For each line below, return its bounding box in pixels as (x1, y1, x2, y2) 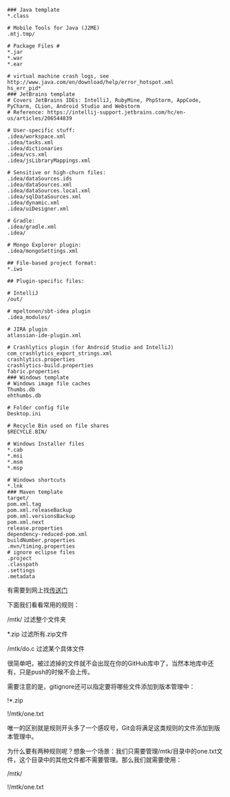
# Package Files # (7, 43, 60, 50)
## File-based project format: (7, 260, 97, 267)
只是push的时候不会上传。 (19, 668, 94, 676)
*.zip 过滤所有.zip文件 (7, 630, 68, 638)
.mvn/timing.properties (7, 543, 76, 550)
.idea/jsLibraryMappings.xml (7, 157, 91, 164)
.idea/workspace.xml (7, 133, 67, 140)
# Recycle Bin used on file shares (7, 422, 109, 429)
